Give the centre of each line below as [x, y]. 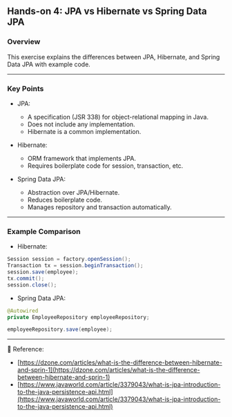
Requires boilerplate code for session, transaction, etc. [105, 166]
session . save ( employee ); [43, 272]
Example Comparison [44, 231]
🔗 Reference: [26, 349]
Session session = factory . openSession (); [69, 259]
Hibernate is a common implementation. [84, 131]
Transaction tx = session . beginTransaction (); [75, 266]
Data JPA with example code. [49, 64]
